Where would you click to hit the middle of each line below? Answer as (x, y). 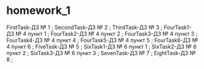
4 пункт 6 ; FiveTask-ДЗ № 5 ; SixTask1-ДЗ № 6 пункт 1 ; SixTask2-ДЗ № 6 (101, 47)
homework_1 (38, 11)
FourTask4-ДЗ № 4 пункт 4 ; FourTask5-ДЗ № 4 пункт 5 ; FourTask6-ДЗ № (102, 40)
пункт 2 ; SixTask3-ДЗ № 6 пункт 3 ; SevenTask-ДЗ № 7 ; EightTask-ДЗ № (101, 53)
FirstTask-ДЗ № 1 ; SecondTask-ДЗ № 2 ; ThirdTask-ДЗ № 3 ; (85, 27)
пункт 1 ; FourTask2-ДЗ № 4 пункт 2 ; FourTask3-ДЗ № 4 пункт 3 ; (113, 33)
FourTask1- (178, 27)
